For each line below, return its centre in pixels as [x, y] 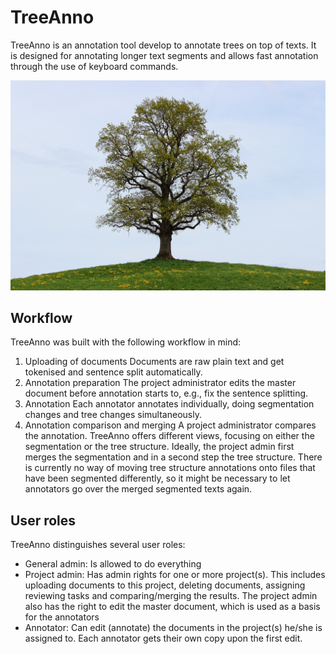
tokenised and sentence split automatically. [113, 372]
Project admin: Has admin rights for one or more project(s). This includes [175, 575]
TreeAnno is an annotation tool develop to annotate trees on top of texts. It [163, 45]
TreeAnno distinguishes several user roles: [98, 545]
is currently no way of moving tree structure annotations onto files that [170, 468]
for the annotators [62, 617]
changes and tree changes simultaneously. [113, 415]
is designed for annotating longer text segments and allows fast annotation [164, 55]
